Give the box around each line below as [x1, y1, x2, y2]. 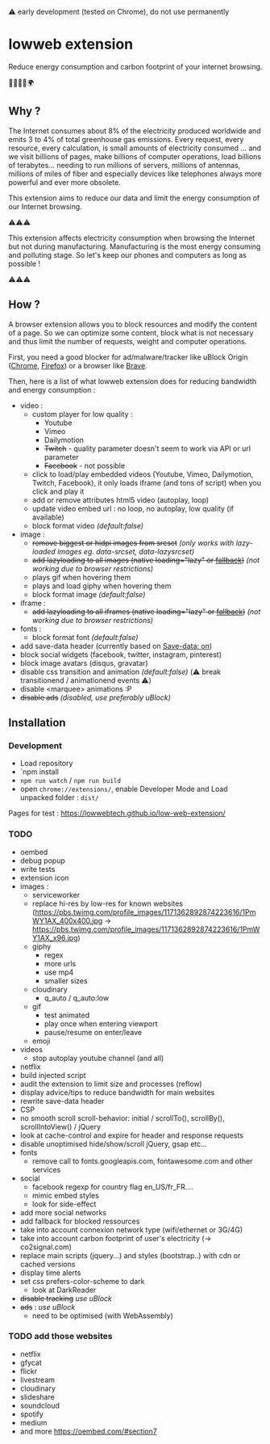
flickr [19, 1366, 38, 1376]
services [31, 1164, 61, 1174]
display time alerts [19, 1268, 81, 1278]
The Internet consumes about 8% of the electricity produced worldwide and [8, 125, 261, 136]
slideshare [19, 1391, 55, 1401]
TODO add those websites [8, 1331, 113, 1342]
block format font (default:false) [31, 632, 139, 642]
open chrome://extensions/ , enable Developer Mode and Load [19, 784, 228, 794]
